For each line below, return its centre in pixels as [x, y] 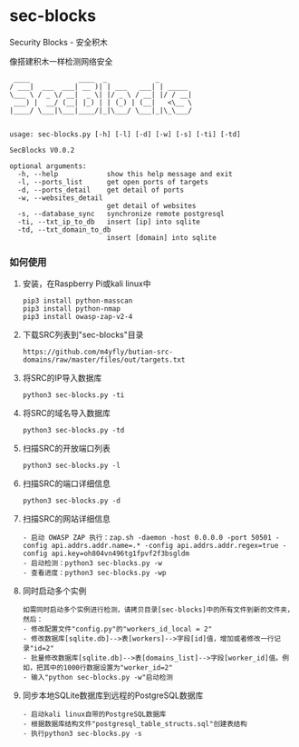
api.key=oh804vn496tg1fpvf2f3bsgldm [121, 554]
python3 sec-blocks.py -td [73, 431]
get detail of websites [151, 205]
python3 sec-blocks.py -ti [73, 395]
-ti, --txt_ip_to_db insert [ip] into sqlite [109, 222]
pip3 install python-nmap [71, 309]
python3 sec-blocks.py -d [71, 501]
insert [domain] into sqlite [162, 237]
